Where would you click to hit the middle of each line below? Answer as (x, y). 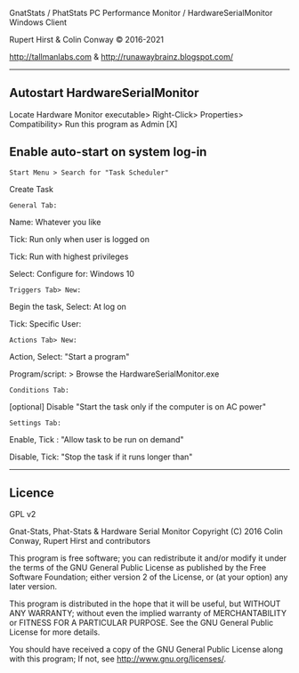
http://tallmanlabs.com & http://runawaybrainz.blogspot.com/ (121, 57)
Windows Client (38, 22)
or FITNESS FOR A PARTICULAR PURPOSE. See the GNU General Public (141, 623)
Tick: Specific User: (45, 323)
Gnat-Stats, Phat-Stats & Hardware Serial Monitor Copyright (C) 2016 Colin (146, 531)
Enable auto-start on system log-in (108, 152)
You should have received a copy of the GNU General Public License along (146, 650)
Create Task (31, 189)
